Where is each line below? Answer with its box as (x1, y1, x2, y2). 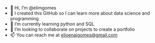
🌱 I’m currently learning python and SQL (10, 21, 94, 27)
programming (10, 16, 39, 21)
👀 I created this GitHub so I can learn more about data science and (10, 10, 150, 16)
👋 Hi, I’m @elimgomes (10, 5, 57, 11)
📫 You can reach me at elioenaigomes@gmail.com (10, 32, 118, 38)
